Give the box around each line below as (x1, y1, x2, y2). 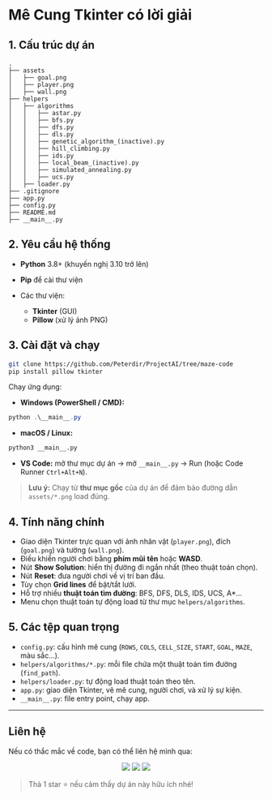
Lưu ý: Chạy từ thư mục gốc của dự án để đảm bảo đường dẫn (28, 483, 238, 492)
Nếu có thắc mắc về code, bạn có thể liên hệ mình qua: (8, 746, 193, 756)
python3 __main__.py (8, 444, 79, 452)
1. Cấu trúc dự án (8, 38, 96, 52)
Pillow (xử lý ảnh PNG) (32, 315, 108, 324)
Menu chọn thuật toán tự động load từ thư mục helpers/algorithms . (19, 596, 245, 606)
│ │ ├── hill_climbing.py (8, 144, 111, 152)
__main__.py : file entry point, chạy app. (19, 694, 150, 703)
